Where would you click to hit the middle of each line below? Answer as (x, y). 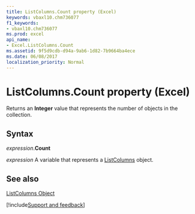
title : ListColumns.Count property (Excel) (61, 12)
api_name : (19, 40)
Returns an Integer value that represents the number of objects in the (92, 108)
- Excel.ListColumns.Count (40, 46)
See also (22, 179)
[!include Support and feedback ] (46, 205)
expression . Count (28, 148)
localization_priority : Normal (45, 62)
